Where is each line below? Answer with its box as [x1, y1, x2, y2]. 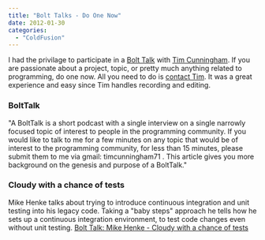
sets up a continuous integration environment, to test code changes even [8, 214, 246, 223]
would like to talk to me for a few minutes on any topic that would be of [8, 135, 239, 144]
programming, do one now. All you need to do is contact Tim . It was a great [8, 72, 252, 81]
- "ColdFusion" [15, 33, 65, 42]
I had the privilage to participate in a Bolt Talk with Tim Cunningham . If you [8, 55, 251, 65]
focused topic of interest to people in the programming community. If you [8, 126, 247, 136]
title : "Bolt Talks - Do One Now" [8, 11, 122, 20]
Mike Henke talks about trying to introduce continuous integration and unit [8, 197, 250, 207]
